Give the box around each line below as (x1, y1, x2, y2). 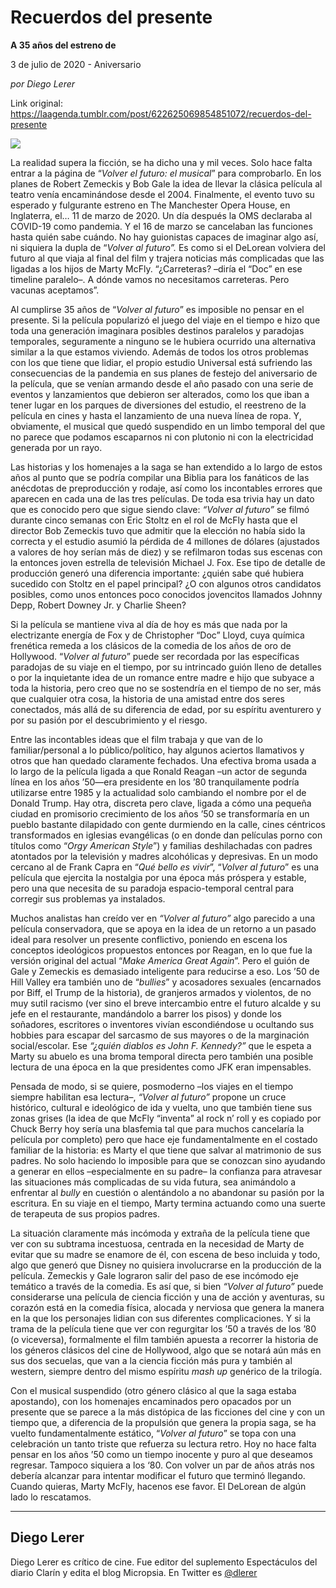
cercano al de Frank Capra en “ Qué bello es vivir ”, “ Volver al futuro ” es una (10, 861, 320, 873)
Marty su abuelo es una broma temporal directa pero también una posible (10, 1050, 314, 1062)
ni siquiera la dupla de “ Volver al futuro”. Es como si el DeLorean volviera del (10, 241, 326, 253)
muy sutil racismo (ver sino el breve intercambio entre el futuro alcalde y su (10, 997, 321, 1009)
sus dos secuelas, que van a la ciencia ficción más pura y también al (10, 1354, 293, 1366)
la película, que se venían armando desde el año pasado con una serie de (10, 377, 314, 390)
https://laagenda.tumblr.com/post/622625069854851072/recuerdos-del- (10, 107, 312, 120)
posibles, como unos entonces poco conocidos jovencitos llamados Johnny (10, 588, 323, 600)
